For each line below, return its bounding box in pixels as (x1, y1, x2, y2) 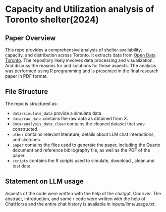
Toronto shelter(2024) (5, 14, 99, 25)
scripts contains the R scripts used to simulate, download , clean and (12, 158, 155, 163)
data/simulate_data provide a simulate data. (12, 110, 103, 116)
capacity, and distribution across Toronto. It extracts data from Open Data (5, 52, 156, 58)
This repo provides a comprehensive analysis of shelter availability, (5, 47, 142, 53)
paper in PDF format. (5, 73, 48, 79)
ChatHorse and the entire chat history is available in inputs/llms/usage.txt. (5, 201, 156, 207)
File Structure (5, 88, 48, 96)
